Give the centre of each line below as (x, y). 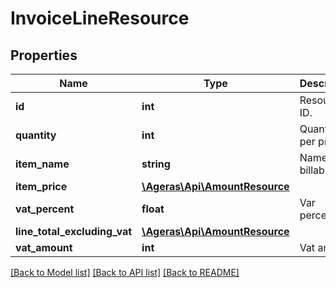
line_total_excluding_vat (74, 231)
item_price (41, 186)
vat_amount (44, 247)
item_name (42, 164)
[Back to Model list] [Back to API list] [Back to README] (125, 272)
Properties (44, 55)
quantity (36, 135)
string (156, 164)
